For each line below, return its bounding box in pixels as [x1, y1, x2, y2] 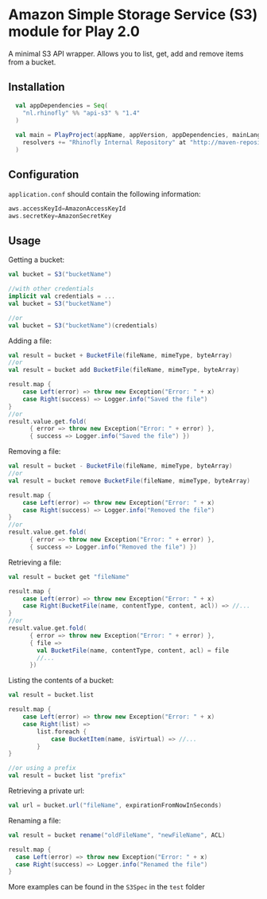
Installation [8, 80, 65, 94]
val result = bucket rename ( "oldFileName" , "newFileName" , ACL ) [8, 831, 226, 839]
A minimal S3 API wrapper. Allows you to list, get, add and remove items [8, 49, 244, 58]
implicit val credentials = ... [8, 292, 115, 300]
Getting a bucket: [8, 255, 65, 264]
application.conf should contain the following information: [8, 189, 201, 198]
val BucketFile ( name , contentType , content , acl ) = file [37, 647, 229, 655]
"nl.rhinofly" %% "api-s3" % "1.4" [22, 109, 141, 117]
